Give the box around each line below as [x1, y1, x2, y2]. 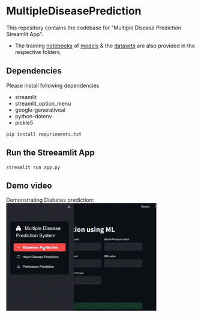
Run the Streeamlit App [6, 148, 95, 158]
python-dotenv [14, 112, 52, 119]
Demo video [6, 180, 52, 190]
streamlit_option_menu [14, 100, 71, 107]
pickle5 [14, 119, 34, 126]
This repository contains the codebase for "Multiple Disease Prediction [6, 24, 182, 31]
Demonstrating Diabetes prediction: [6, 196, 94, 204]
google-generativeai [14, 106, 66, 113]
